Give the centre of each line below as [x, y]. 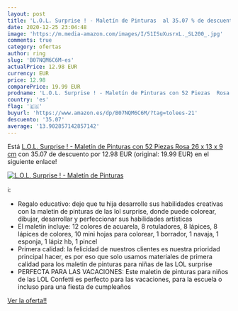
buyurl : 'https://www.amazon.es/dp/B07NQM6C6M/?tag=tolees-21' [103, 113]
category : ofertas [34, 47]
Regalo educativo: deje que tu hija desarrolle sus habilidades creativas [120, 204]
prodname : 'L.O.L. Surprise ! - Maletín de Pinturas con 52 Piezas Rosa [119, 93]
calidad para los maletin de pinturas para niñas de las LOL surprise [115, 264]
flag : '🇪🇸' [25, 107]
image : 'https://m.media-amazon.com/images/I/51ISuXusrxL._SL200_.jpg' [115, 34]
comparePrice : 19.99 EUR [44, 87]
